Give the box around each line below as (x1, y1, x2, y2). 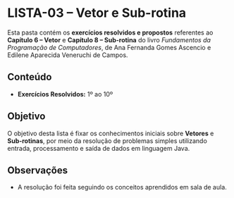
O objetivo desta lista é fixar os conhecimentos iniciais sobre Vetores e (7, 129, 214, 137)
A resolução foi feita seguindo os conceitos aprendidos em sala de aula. (17, 183, 227, 192)
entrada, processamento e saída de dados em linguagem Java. (7, 144, 190, 152)
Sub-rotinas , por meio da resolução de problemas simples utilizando (7, 136, 208, 145)
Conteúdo (7, 71, 52, 83)
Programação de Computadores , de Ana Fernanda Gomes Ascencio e (7, 43, 211, 51)
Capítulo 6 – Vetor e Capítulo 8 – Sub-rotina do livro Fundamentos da (7, 35, 211, 44)
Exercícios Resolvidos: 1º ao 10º (17, 89, 113, 98)
